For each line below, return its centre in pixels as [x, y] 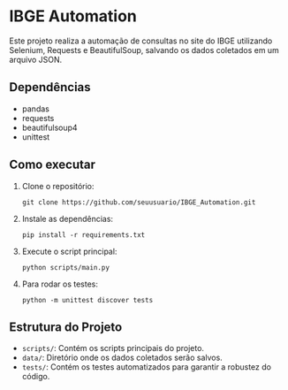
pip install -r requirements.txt [83, 235]
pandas [36, 109]
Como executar [52, 165]
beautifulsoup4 [49, 127]
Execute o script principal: [69, 251]
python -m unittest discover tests [87, 300]
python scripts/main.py [66, 267]
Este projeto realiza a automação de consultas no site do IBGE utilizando [141, 41]
